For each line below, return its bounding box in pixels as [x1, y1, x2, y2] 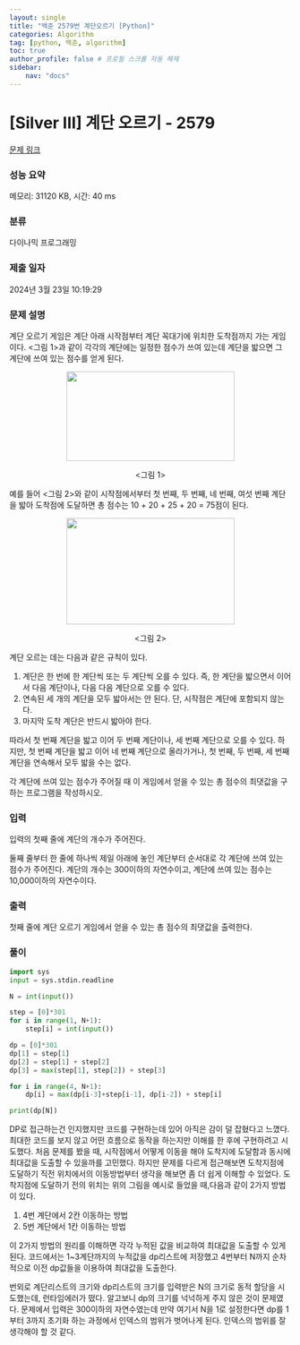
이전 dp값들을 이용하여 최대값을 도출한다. [32, 1263, 177, 1273]
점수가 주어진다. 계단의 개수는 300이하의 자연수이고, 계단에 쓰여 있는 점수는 [9, 864, 273, 875]
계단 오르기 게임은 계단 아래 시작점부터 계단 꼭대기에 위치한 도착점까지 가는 [9, 330, 270, 341]
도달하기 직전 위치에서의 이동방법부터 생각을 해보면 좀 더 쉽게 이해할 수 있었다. [9, 1169, 282, 1179]
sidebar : [9, 64, 42, 73]
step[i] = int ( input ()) [25, 1024, 115, 1034]
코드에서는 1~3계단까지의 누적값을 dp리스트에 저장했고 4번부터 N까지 [28, 1251, 270, 1263]
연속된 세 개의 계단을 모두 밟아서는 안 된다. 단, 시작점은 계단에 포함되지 [21, 693, 269, 704]
